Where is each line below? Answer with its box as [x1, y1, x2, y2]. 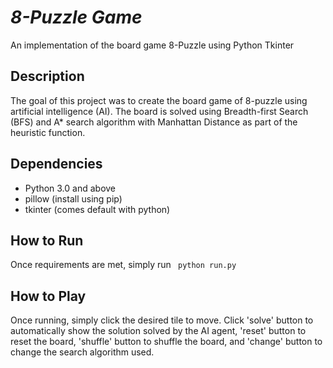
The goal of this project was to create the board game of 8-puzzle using [10, 94, 308, 106]
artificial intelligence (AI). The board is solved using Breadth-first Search [10, 105, 309, 117]
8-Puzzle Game [10, 6, 143, 29]
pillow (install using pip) [24, 192, 123, 205]
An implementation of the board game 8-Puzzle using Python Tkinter [10, 39, 295, 51]
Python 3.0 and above [24, 182, 117, 194]
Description [10, 68, 85, 85]
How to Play [10, 287, 87, 305]
